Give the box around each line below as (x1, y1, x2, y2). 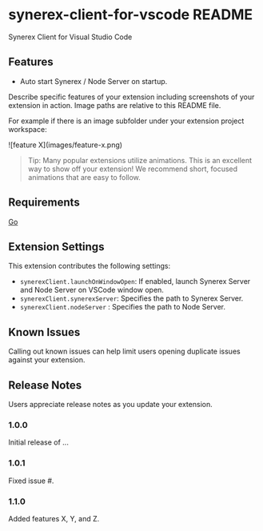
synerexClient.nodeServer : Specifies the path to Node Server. (19, 302, 226, 312)
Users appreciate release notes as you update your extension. (8, 400, 213, 409)
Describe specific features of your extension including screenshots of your (8, 92, 255, 102)
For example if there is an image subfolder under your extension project (8, 116, 245, 126)
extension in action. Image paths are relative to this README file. (8, 100, 221, 110)
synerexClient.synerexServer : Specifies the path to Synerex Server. (19, 293, 244, 303)
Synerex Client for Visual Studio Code (8, 32, 133, 42)
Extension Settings (8, 240, 105, 254)
